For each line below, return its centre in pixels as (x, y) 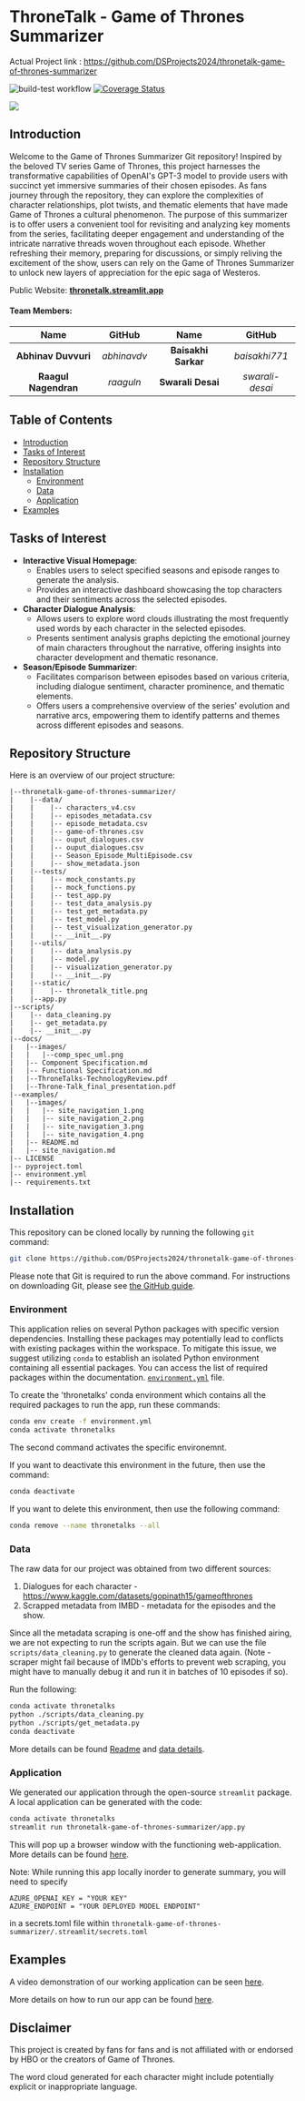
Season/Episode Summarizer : (80, 667)
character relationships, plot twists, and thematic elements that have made (149, 204)
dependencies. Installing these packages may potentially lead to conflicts (147, 1339)
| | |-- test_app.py (60, 896)
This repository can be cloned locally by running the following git (132, 1232)
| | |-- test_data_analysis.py (81, 903)
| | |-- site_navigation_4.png (77, 1135)
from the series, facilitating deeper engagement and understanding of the (147, 233)
